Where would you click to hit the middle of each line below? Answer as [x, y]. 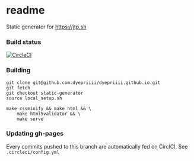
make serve [30, 119]
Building [18, 70]
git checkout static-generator [45, 93]
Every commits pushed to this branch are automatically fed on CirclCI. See [97, 146]
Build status [24, 42]
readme [26, 10]
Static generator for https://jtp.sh [46, 27]
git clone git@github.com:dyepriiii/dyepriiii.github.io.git [83, 83]
